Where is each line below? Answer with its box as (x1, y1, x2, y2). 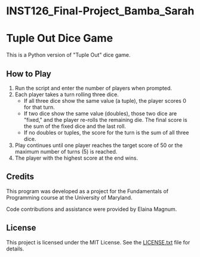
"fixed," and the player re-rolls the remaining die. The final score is (23, 116, 187, 123)
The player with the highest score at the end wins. (14, 154, 139, 161)
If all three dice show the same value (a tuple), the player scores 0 (23, 97, 186, 104)
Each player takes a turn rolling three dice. (14, 91, 119, 98)
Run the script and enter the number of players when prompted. (14, 84, 172, 91)
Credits (6, 172, 35, 182)
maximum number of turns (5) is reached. (14, 148, 118, 155)
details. (6, 245, 24, 252)
